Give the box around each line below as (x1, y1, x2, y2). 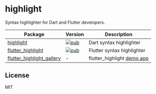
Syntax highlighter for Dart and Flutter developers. (5, 19, 105, 25)
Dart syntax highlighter (89, 39, 140, 46)
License (5, 71, 30, 79)
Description (105, 31, 133, 37)
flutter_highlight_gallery (7, 55, 62, 62)
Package (24, 31, 45, 37)
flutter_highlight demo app (89, 55, 149, 62)
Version (65, 31, 84, 37)
